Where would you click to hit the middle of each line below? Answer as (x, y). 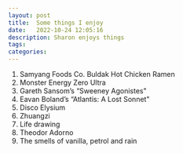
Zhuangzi (35, 116)
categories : (27, 52)
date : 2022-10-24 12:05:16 (56, 30)
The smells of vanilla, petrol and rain (78, 141)
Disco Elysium (42, 107)
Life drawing (40, 124)
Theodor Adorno (46, 133)
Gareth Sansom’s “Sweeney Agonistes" (83, 91)
